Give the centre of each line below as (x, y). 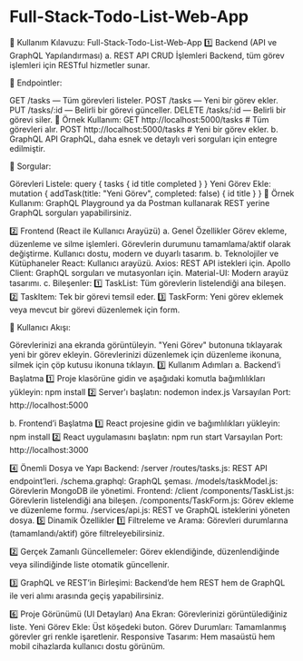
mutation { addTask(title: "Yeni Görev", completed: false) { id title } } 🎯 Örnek (152, 193)
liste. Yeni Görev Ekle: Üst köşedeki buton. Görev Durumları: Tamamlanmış (148, 626)
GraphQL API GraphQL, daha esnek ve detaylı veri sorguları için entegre (143, 139)
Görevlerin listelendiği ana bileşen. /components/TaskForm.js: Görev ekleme (152, 500)
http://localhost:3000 (49, 449)
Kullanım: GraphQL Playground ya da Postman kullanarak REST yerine (140, 202)
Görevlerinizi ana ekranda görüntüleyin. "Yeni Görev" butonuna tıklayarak (146, 345)
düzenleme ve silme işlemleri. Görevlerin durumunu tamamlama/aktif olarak (150, 243)
